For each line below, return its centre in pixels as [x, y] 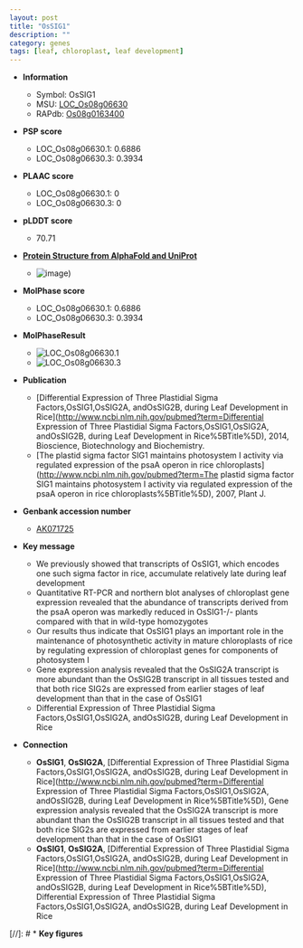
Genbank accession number [76, 511]
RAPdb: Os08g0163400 [80, 114]
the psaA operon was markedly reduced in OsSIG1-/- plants [147, 612]
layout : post [34, 18]
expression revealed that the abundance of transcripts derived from [162, 602]
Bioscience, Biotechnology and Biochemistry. [120, 446]
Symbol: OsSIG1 [66, 95]
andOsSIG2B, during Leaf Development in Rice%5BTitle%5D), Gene [162, 801]
